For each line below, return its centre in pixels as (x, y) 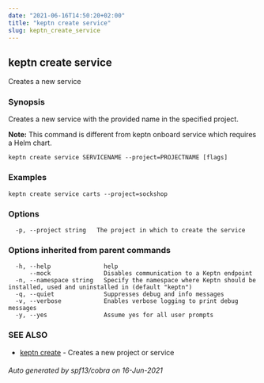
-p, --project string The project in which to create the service (130, 231)
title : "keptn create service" (60, 23)
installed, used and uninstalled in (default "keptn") (100, 287)
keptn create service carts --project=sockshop (88, 194)
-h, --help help (67, 266)
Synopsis (26, 102)
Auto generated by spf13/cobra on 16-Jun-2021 (86, 370)
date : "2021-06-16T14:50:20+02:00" (67, 15)
